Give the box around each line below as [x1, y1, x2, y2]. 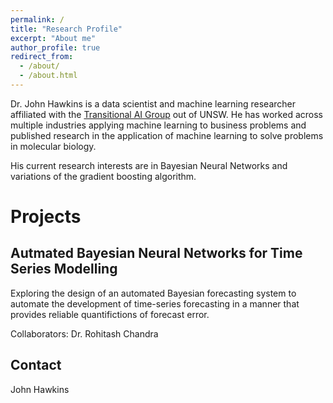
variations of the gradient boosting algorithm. [10, 170, 197, 182]
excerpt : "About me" [10, 33, 97, 43]
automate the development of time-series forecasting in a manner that [10, 297, 300, 310]
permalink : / [10, 14, 65, 25]
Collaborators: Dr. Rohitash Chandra [10, 327, 159, 340]
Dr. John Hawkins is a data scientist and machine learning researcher [10, 97, 297, 110]
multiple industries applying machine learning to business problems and [10, 119, 307, 131]
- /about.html [19, 71, 78, 81]
